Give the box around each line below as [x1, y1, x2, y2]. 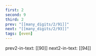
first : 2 [5, 7, 24, 13]
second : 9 [5, 12, 26, 17]
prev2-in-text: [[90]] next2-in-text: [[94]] [5, 45, 91, 51]
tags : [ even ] [5, 31, 33, 36]
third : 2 [5, 17, 24, 22]
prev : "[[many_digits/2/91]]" [5, 21, 70, 27]
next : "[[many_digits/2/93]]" [5, 26, 70, 32]
